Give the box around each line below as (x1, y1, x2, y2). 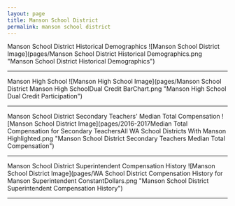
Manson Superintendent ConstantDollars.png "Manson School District (7, 177, 209, 185)
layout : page (7, 10, 45, 17)
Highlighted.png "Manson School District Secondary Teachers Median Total (7, 134, 226, 143)
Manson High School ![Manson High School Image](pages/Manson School (7, 78, 222, 86)
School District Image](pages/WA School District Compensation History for (7, 169, 223, 178)
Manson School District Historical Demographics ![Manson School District (7, 43, 220, 51)
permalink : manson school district (7, 23, 111, 30)
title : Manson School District (7, 17, 99, 24)
